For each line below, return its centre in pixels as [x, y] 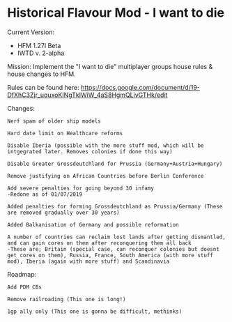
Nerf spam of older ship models [54, 121]
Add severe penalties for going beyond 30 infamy [81, 188]
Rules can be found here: [43, 87]
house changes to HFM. [42, 74]
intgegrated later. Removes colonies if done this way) [90, 151]
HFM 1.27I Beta [39, 45]
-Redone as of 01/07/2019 [45, 194]
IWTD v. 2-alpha [41, 53]
